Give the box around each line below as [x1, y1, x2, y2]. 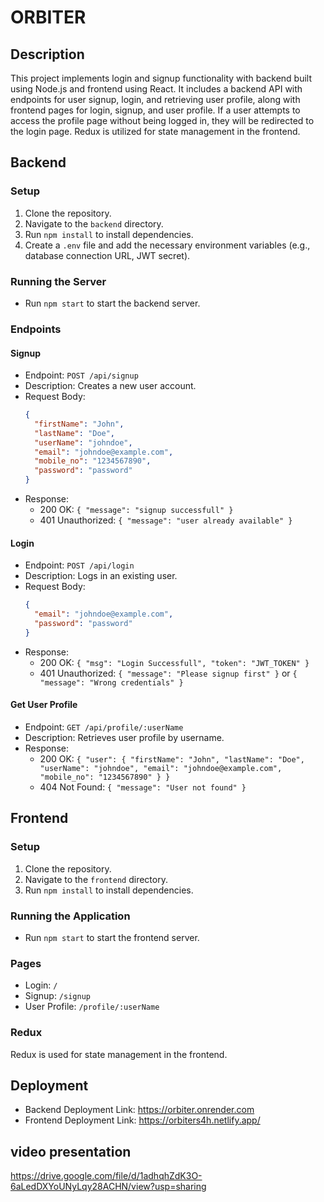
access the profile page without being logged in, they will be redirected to [10, 115, 315, 126]
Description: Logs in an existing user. [24, 570, 178, 582]
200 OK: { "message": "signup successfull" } [39, 504, 234, 516]
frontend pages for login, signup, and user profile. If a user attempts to [10, 104, 301, 116]
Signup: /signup [24, 990, 91, 1002]
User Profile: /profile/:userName [24, 1001, 160, 1013]
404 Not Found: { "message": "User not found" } [39, 781, 247, 793]
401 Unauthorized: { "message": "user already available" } [39, 514, 293, 526]
